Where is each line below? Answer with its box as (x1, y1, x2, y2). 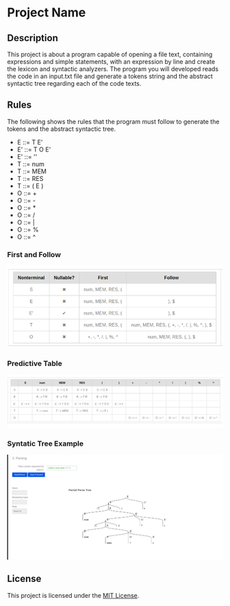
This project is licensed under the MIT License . (7, 591, 140, 599)
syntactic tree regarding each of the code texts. (7, 80, 142, 87)
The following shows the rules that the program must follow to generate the (7, 117, 220, 125)
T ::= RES (16, 174, 44, 182)
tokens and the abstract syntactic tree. (7, 125, 116, 133)
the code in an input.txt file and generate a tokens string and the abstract (7, 72, 214, 80)
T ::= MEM (16, 167, 47, 175)
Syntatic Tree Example (7, 439, 84, 448)
